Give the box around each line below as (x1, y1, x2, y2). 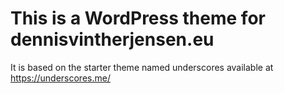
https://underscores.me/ (10, 72, 111, 84)
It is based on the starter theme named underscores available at (10, 61, 274, 73)
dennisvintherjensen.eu (10, 28, 215, 51)
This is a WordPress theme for (10, 7, 266, 30)
